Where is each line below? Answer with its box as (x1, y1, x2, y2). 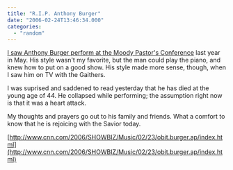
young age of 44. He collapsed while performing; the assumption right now (7, 92, 223, 100)
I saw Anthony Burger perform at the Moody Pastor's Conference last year (7, 49, 220, 57)
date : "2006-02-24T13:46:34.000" (7, 17, 104, 24)
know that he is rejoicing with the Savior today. (7, 119, 141, 128)
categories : (7, 23, 42, 30)
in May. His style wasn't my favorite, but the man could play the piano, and (7, 56, 221, 65)
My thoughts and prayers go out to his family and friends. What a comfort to (7, 112, 225, 121)
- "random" (13, 29, 45, 37)
